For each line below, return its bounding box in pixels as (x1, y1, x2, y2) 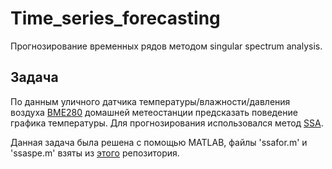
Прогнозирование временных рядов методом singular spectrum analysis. (10, 40, 323, 52)
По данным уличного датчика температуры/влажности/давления (10, 95, 291, 107)
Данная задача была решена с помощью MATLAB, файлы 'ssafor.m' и (10, 136, 308, 148)
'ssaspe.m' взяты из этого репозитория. (10, 147, 180, 159)
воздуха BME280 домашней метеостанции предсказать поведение (10, 106, 298, 118)
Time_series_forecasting (10, 7, 221, 30)
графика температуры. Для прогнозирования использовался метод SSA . (10, 117, 324, 129)
